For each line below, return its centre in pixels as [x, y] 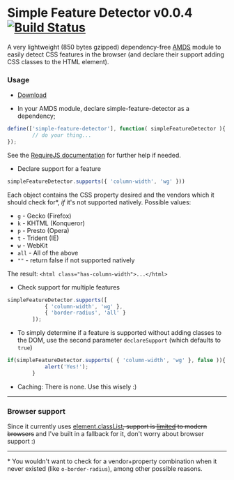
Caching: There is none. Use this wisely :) [77, 387]
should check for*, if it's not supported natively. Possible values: [99, 202]
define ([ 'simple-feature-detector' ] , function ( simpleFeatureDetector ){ [117, 129]
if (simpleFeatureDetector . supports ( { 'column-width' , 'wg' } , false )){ [117, 361]
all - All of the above [48, 253]
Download [32, 95]
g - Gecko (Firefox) [44, 216]
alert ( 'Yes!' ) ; [67, 367]
